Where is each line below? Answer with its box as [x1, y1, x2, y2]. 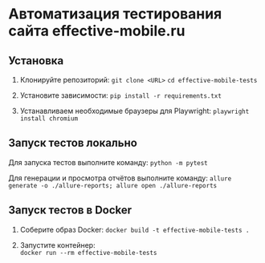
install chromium [19, 115, 79, 123]
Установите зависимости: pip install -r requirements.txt [19, 91, 222, 100]
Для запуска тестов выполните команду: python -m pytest [8, 157, 209, 167]
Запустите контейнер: [19, 240, 96, 249]
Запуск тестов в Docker [8, 204, 132, 217]
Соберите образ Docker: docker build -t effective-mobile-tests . [19, 225, 250, 234]
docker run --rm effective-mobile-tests [19, 249, 157, 257]
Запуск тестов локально [8, 136, 138, 150]
